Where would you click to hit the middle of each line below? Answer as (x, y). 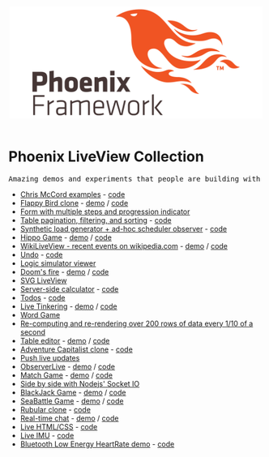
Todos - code (43, 297)
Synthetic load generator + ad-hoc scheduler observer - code (124, 228)
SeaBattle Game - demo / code (72, 401)
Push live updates (50, 357)
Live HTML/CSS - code (59, 426)
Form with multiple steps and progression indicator (105, 211)
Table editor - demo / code (65, 340)
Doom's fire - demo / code (64, 271)
